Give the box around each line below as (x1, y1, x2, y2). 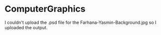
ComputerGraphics (4, 3, 85, 15)
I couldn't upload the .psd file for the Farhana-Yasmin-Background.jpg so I (4, 19, 157, 25)
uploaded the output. (4, 24, 48, 30)
